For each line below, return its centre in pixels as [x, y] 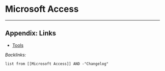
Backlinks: [15, 55]
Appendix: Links [31, 33]
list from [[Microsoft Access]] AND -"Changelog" [57, 64]
